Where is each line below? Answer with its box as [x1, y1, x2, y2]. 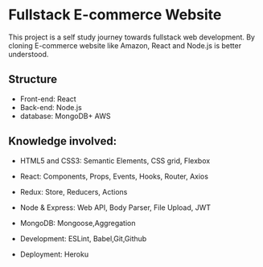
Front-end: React [19, 94, 76, 104]
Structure [8, 72, 58, 86]
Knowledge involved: [8, 134, 117, 148]
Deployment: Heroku [19, 249, 89, 259]
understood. [8, 49, 49, 59]
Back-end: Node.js [19, 102, 82, 112]
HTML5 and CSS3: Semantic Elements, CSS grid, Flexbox [19, 155, 211, 166]
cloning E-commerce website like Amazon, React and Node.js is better [8, 40, 242, 50]
